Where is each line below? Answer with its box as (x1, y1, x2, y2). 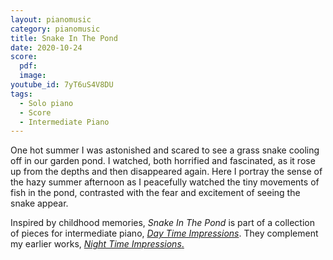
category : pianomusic (10, 24, 101, 34)
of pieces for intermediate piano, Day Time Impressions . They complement (10, 227, 319, 240)
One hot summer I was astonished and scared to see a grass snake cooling (10, 144, 320, 156)
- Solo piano (19, 98, 74, 108)
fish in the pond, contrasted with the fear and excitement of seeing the (10, 187, 301, 199)
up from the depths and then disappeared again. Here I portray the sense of (10, 166, 323, 178)
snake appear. (10, 197, 69, 210)
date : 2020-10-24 (10, 42, 83, 53)
